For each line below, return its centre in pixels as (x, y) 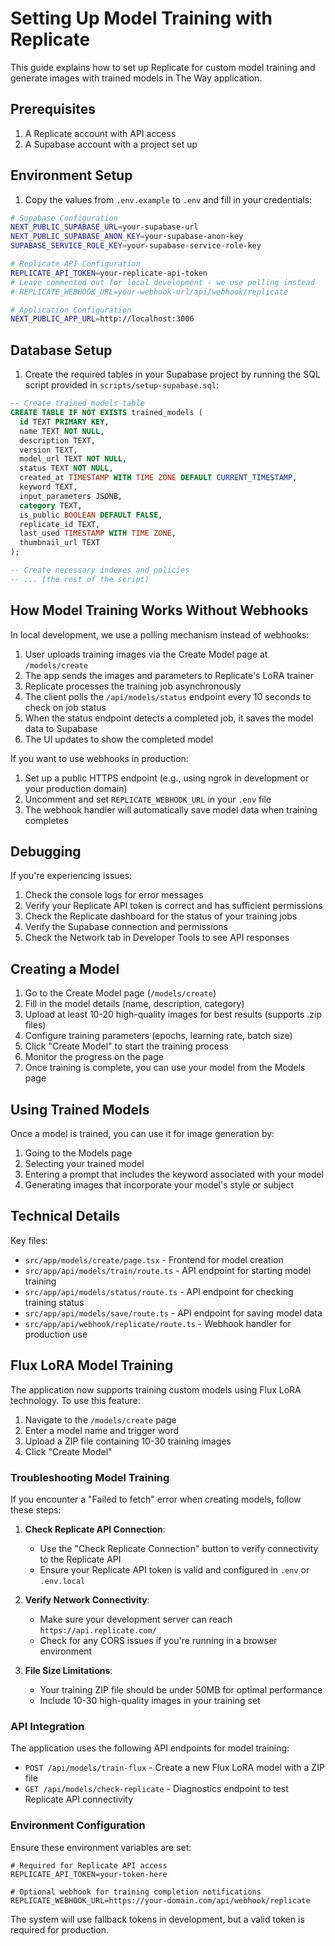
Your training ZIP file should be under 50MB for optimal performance (181, 1689)
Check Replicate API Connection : (95, 1529)
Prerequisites (53, 109)
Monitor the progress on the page (94, 1057)
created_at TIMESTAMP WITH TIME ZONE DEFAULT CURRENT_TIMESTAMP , (158, 478)
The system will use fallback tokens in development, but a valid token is (157, 1919)
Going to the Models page (78, 1153)
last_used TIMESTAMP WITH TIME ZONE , (98, 533)
